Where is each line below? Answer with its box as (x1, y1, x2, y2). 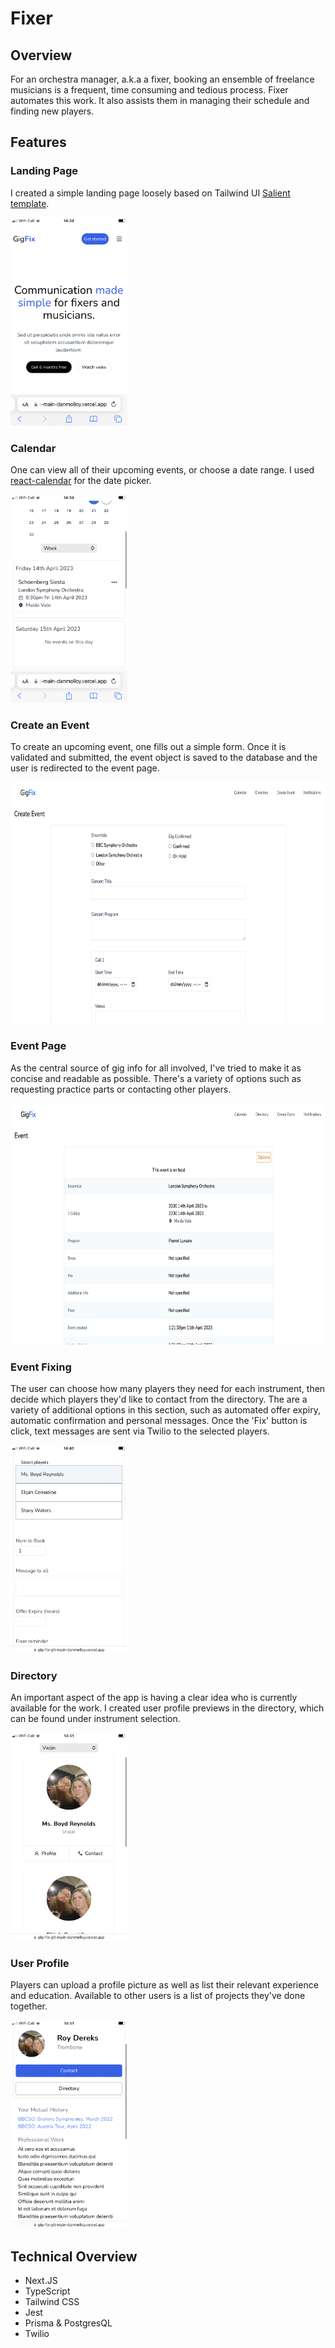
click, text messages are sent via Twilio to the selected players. (10, 1425, 270, 1437)
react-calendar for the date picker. (10, 474, 152, 486)
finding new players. (10, 105, 95, 117)
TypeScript (24, 2285, 71, 2297)
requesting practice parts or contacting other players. (10, 1083, 232, 1095)
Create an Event (10, 718, 90, 732)
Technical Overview (10, 2248, 138, 2265)
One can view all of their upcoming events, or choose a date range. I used (10, 463, 315, 476)
